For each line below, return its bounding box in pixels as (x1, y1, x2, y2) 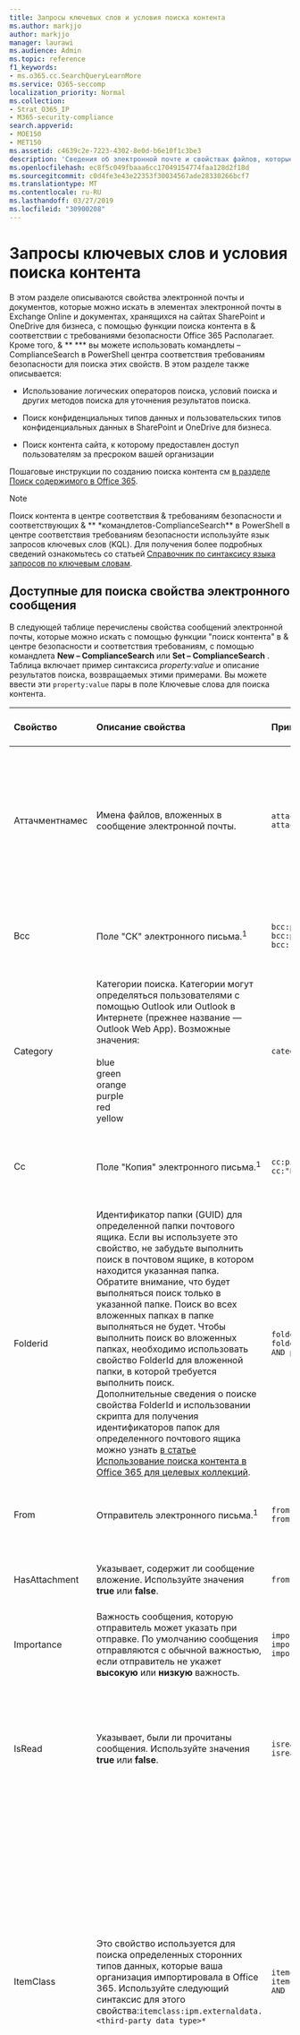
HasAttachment (13, 1573, 79, 1585)
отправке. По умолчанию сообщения (96, 1632, 259, 1644)
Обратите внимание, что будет (96, 1275, 230, 1288)
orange (96, 1078, 127, 1091)
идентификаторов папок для (96, 1421, 221, 1433)
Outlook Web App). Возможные (96, 1022, 230, 1035)
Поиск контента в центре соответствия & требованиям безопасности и (9, 510, 282, 520)
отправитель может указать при (96, 1621, 237, 1634)
